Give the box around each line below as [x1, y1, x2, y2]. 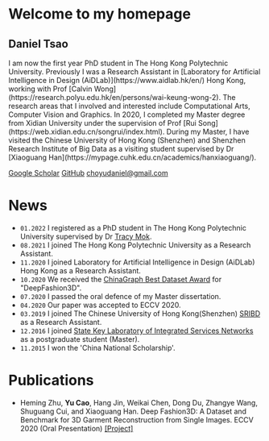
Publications [8, 372, 94, 389]
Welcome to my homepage [8, 5, 192, 23]
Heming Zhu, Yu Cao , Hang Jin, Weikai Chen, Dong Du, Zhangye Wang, [19, 397, 258, 407]
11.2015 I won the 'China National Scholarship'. [19, 343, 176, 352]
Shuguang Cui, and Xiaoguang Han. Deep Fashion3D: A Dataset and [19, 406, 247, 416]
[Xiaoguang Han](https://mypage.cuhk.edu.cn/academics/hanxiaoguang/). [8, 152, 257, 162]
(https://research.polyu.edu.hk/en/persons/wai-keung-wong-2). [8, 93, 221, 102]
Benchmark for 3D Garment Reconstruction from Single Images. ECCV [19, 414, 254, 424]
